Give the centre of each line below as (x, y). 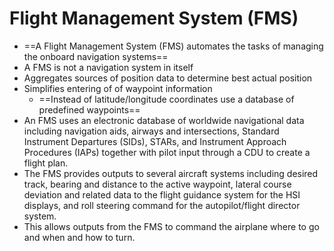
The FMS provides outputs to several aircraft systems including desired (171, 173)
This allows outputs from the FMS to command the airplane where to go (171, 226)
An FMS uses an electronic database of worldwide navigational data (164, 120)
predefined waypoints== (89, 109)
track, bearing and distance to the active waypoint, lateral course (157, 184)
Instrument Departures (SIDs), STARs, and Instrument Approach (155, 141)
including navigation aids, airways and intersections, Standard (151, 131)
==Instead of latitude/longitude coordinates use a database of (166, 99)
